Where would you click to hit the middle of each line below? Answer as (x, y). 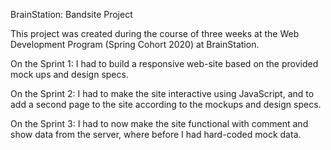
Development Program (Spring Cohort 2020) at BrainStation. (135, 44)
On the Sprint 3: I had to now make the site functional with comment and (159, 123)
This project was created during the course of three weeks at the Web (155, 33)
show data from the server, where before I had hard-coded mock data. (156, 134)
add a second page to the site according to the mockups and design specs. (166, 104)
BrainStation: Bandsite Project (71, 14)
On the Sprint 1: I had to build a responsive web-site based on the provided (164, 63)
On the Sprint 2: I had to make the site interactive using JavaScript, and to (162, 93)
